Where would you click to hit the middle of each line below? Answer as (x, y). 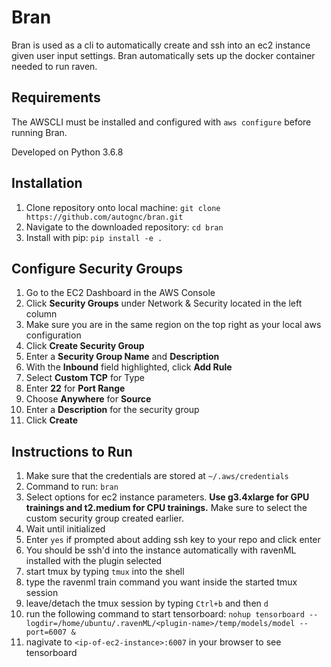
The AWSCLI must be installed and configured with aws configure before (161, 122)
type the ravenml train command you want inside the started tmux (161, 582)
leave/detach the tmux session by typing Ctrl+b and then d (147, 603)
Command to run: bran (72, 487)
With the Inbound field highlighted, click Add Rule (129, 367)
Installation (47, 183)
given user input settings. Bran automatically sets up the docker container (163, 55)
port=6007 (46, 632)
